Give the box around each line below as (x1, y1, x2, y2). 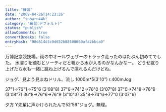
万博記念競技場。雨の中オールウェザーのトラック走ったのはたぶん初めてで (5, 53, 157, 59)
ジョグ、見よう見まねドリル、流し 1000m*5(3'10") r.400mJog (5, 76, 132, 82)
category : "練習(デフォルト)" (5, 21, 62, 26)
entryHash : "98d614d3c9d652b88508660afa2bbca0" (5, 39, 106, 44)
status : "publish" (5, 26, 43, 31)
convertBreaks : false (5, 35, 50, 40)
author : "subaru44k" (5, 16, 48, 21)
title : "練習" (5, 7, 33, 12)
